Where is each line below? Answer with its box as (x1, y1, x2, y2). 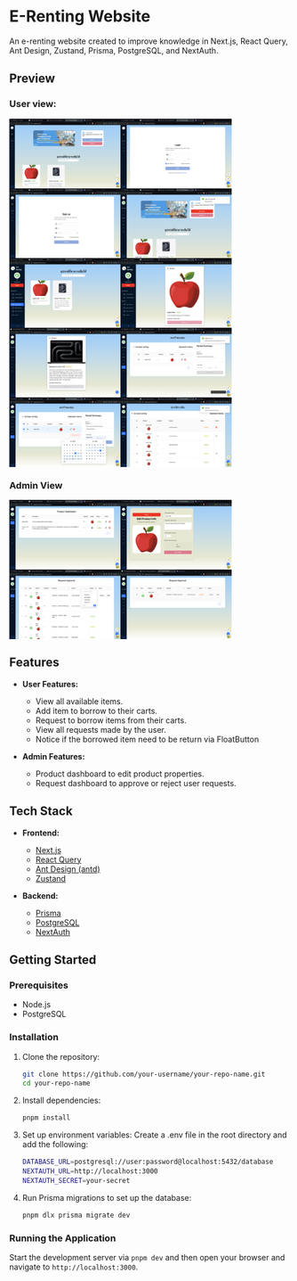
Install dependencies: (21, 1095, 101, 1106)
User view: (9, 98, 57, 111)
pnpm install (21, 1113, 71, 1122)
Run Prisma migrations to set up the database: (21, 1192, 192, 1203)
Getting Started (9, 952, 97, 967)
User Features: (21, 678, 78, 689)
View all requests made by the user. (35, 724, 167, 735)
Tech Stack (9, 804, 73, 819)
